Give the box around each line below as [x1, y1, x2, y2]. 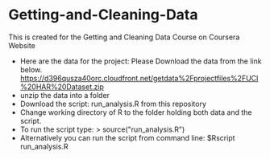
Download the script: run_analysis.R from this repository [19, 99, 207, 108]
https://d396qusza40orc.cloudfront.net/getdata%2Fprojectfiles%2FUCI [19, 73, 259, 83]
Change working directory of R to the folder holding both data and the [19, 107, 252, 117]
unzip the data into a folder [19, 90, 110, 100]
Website [8, 40, 36, 50]
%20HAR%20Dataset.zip [19, 82, 105, 92]
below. [19, 64, 43, 74]
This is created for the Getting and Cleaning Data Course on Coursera [8, 32, 240, 42]
